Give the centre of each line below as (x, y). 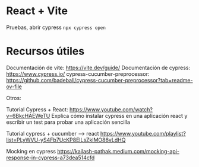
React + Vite (37, 11)
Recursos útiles (45, 51)
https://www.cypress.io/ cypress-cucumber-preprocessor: (78, 74)
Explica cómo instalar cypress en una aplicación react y (119, 115)
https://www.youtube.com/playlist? (143, 133)
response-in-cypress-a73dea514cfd (50, 158)
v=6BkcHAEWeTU (28, 115)
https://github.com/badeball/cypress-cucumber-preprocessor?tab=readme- (99, 80)
